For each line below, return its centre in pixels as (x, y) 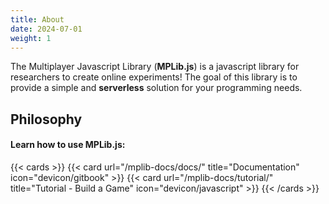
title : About (37, 19)
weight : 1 (31, 38)
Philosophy (46, 119)
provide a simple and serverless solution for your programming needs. (156, 88)
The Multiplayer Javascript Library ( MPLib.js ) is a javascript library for (155, 67)
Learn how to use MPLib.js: (68, 145)
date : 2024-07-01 (46, 29)
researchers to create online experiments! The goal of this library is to (154, 77)
